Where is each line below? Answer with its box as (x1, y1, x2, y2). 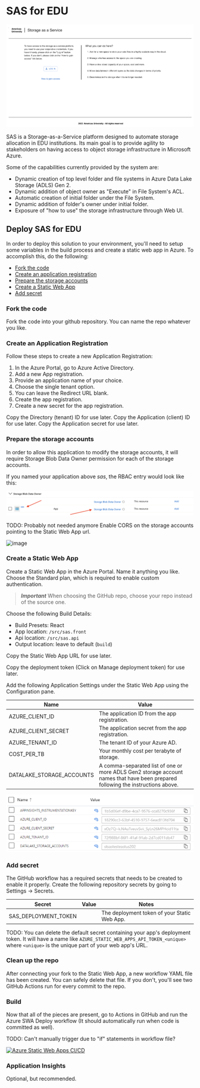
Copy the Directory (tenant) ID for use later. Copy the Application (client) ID (6, 414, 190, 421)
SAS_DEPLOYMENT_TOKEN (8, 912, 77, 919)
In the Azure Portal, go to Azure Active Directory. (14, 364, 135, 371)
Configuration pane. (6, 687, 55, 695)
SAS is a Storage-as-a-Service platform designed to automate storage (6, 133, 179, 140)
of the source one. (20, 598, 67, 606)
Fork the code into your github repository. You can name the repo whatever (6, 318, 191, 325)
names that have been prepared (99, 774, 177, 782)
